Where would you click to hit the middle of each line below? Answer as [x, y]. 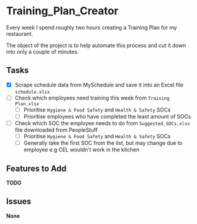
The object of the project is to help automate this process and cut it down [96, 45]
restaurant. [20, 33]
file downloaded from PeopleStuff [56, 130]
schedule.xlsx [32, 92]
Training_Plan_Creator [62, 11]
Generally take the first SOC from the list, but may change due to [103, 143]
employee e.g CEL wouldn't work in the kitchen [82, 150]
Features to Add [36, 168]
